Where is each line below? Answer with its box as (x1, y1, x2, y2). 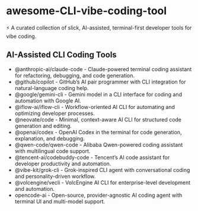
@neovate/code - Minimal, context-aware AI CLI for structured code (14, 116, 182, 123)
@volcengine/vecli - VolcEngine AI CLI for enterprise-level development (14, 179, 191, 186)
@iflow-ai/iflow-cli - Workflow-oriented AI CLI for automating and (14, 103, 175, 110)
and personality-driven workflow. (14, 172, 96, 180)
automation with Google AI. (14, 97, 81, 104)
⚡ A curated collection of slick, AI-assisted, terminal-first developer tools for (6, 24, 192, 31)
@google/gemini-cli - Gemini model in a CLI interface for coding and (14, 91, 183, 98)
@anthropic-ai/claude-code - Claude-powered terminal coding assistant (14, 65, 192, 72)
